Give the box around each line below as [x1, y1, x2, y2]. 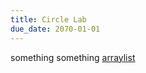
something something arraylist [10, 51, 136, 63]
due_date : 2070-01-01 [10, 24, 101, 34]
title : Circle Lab [10, 14, 87, 25]
